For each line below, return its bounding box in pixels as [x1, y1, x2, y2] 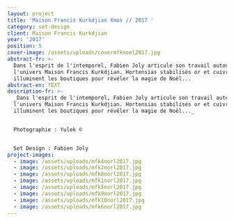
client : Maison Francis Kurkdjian [7, 29, 108, 37]
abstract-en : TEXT [7, 82, 61, 89]
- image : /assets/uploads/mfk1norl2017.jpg [13, 177, 141, 185]
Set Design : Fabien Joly [13, 144, 89, 152]
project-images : [7, 151, 54, 158]
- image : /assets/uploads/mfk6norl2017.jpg [13, 203, 141, 210]
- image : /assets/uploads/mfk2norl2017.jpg [13, 165, 141, 172]
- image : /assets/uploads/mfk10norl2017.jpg [13, 197, 145, 204]
